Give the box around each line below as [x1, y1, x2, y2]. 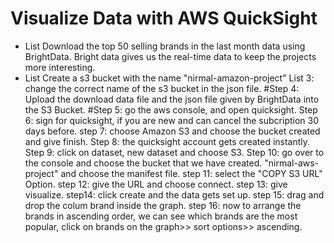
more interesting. [24, 61, 96, 73]
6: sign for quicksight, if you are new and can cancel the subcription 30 [24, 114, 320, 126]
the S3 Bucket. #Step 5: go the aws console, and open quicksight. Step [24, 103, 318, 116]
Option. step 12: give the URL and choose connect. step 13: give [24, 178, 288, 190]
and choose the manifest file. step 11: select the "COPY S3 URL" [60, 167, 323, 179]
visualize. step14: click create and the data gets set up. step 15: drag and [24, 188, 325, 201]
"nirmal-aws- [264, 157, 320, 169]
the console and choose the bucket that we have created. [24, 157, 263, 169]
